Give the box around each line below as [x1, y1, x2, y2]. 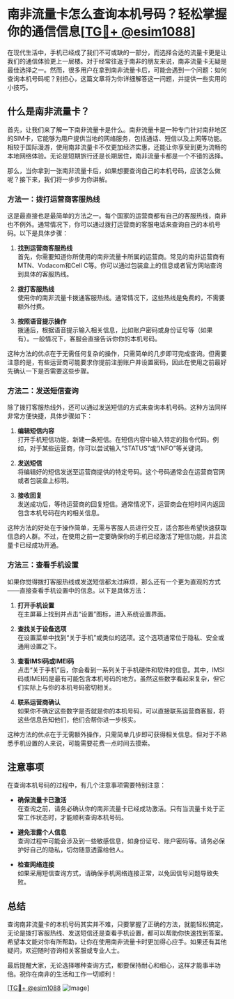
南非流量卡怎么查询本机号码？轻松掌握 [7, 6, 228, 22]
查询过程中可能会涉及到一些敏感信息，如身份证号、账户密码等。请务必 [17, 837, 219, 845]
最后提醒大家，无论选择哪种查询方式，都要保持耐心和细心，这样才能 [7, 961, 203, 970]
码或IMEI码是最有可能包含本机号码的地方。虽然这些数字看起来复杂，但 [17, 674, 219, 683]
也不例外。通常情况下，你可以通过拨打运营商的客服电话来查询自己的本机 [7, 221, 214, 229]
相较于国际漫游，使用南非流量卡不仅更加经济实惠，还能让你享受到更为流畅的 [7, 142, 227, 151]
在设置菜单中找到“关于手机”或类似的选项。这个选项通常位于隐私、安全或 [17, 633, 225, 642]
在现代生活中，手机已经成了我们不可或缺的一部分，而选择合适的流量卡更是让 [7, 48, 227, 57]
